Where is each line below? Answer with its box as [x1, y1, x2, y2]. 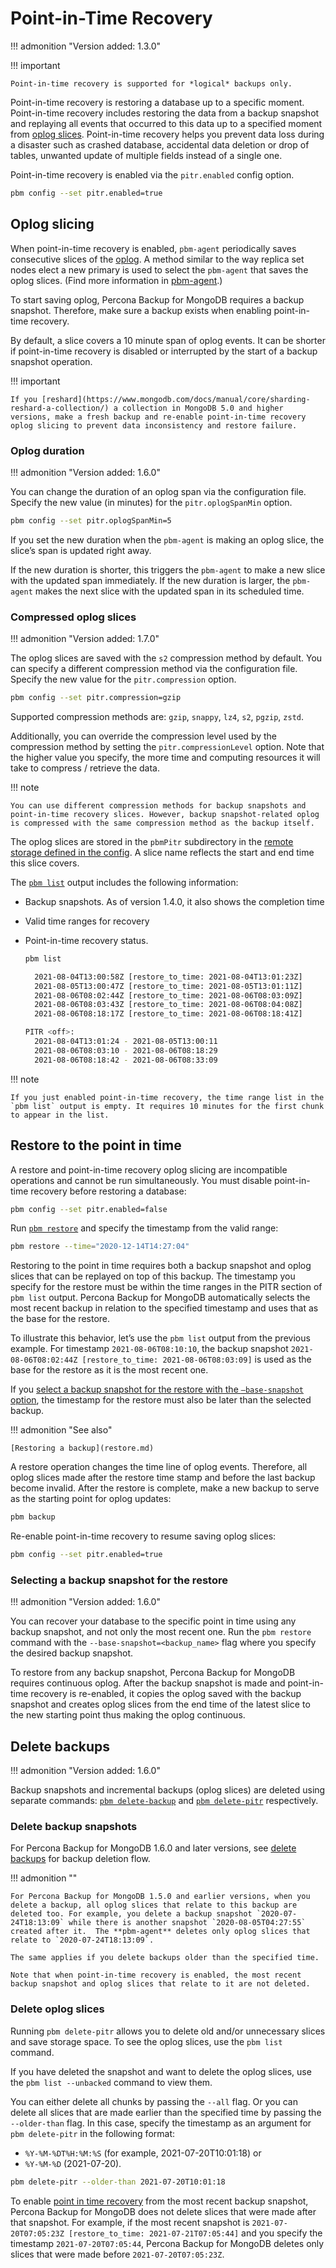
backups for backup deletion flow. [10, 1853, 151, 1865]
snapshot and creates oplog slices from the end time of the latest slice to [10, 1698, 311, 1711]
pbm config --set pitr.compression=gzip [10, 693, 182, 703]
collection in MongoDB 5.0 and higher [121, 403, 284, 413]
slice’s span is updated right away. [10, 544, 152, 556]
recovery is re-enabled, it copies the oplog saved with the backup [30, 1688, 302, 1700]
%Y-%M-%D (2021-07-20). [24, 2157, 122, 2169]
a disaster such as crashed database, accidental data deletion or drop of [10, 138, 310, 151]
